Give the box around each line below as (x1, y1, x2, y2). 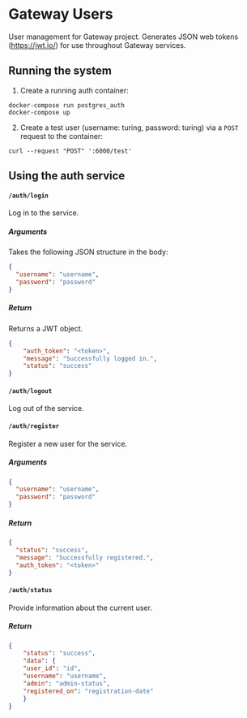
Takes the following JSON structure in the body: (8, 247, 168, 257)
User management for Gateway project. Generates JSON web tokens (8, 32, 239, 41)
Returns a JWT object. (8, 323, 83, 333)
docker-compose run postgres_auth (8, 101, 126, 110)
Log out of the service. (8, 404, 84, 413)
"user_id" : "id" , (23, 664, 82, 673)
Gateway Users (8, 5, 113, 24)
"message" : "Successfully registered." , (15, 553, 154, 561)
